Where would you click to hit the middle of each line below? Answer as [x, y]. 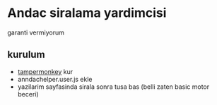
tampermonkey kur [45, 71]
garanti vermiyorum [36, 32]
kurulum [26, 55]
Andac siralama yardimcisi [87, 13]
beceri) [28, 94]
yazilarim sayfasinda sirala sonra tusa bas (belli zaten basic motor [113, 87]
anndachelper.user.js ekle [55, 79]
